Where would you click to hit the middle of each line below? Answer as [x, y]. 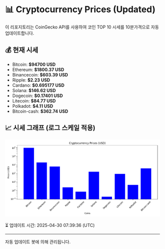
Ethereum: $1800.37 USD [38, 70]
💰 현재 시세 [22, 50]
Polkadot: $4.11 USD [33, 106]
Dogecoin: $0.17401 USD [37, 96]
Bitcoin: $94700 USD [34, 64]
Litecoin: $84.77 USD [34, 100]
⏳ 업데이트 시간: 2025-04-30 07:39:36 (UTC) [50, 225]
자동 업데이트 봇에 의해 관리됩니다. [38, 242]
